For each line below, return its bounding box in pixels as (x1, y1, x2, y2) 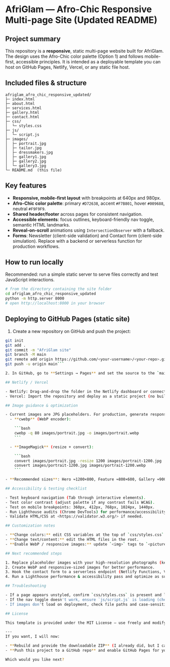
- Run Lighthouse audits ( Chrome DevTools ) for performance (5, 509, 135, 514)
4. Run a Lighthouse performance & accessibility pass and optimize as (5, 574, 159, 579)
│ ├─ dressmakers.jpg (5, 150, 53, 155)
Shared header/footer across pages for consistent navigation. (12, 211, 143, 217)
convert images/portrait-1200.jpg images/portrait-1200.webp (14, 463, 146, 468)
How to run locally (5, 258, 64, 267)
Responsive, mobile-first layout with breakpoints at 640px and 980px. (12, 195, 161, 201)
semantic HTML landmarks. (12, 221, 70, 228)
